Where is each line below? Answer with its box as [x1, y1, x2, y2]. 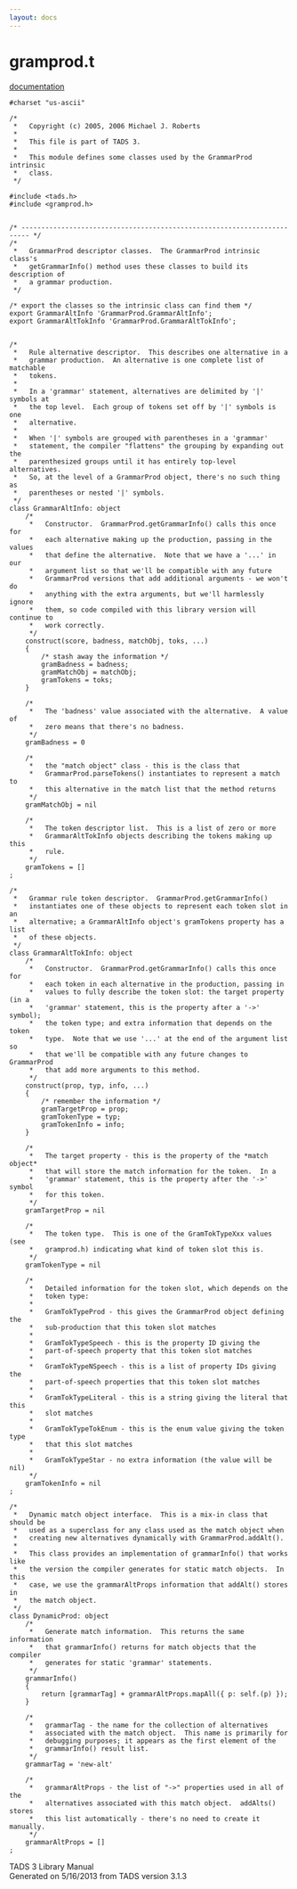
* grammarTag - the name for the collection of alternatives [28, 1721, 269, 1729]
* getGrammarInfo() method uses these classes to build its [12, 262, 249, 271]
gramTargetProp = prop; [41, 1105, 129, 1113]
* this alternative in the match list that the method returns [28, 784, 277, 793]
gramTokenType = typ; [41, 1112, 122, 1121]
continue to [9, 612, 53, 622]
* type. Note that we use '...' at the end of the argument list [28, 1034, 289, 1043]
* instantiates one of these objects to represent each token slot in [12, 901, 289, 910]
